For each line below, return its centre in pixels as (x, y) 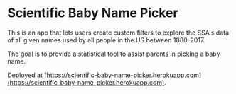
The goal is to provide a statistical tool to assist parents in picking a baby (114, 54)
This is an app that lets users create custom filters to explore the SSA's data (118, 33)
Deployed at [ (27, 75)
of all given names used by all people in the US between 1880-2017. (106, 40)
